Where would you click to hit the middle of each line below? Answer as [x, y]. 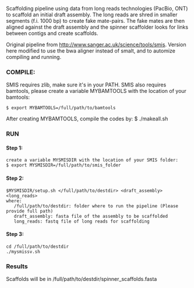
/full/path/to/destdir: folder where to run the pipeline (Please [96, 206]
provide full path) [30, 211]
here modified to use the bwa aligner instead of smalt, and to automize [91, 51]
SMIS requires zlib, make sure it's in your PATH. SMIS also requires [86, 85]
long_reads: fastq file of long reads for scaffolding [82, 221]
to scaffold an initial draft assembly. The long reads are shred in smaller [92, 15]
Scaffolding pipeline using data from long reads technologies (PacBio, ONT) [97, 8]
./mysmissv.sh [23, 251]
